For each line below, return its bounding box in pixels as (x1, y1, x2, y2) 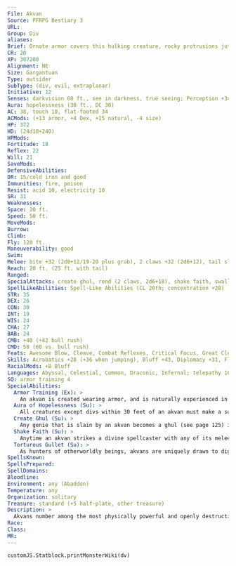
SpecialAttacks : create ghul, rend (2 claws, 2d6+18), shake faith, (7, 278, 212, 285)
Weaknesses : (7, 199, 42, 207)
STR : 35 (7, 291, 30, 298)
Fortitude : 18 (7, 141, 49, 148)
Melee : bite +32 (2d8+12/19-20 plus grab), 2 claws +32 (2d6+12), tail (7, 258, 221, 265)
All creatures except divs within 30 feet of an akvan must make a (20, 409, 221, 416)
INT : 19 (7, 310, 30, 318)
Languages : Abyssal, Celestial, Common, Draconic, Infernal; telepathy (7, 369, 221, 376)
